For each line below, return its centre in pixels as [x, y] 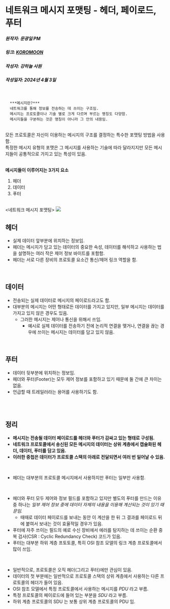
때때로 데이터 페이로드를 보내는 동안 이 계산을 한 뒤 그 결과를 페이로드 [89, 517]
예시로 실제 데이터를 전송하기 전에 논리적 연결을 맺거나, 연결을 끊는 [93, 325]
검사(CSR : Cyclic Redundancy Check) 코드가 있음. [70, 536]
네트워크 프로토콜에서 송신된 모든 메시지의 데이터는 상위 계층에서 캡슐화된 [84, 444]
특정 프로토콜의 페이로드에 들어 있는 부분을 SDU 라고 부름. [70, 595]
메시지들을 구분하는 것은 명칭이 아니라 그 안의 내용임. [59, 119]
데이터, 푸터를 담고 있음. [43, 450]
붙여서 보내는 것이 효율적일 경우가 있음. [64, 524]
